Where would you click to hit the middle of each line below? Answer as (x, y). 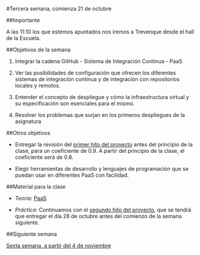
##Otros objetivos (28, 133)
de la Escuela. (23, 38)
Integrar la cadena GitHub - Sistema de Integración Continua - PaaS (99, 61)
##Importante (23, 20)
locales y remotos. (38, 85)
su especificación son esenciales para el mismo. (75, 103)
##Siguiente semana (32, 234)
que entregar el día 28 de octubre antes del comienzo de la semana (98, 216)
